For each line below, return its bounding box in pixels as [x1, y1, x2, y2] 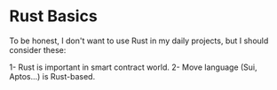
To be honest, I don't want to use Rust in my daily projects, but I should [9, 35, 269, 46]
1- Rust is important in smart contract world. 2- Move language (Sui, [9, 62, 257, 72]
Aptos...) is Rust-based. [9, 71, 96, 81]
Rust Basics [9, 6, 98, 26]
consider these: [9, 44, 67, 55]
